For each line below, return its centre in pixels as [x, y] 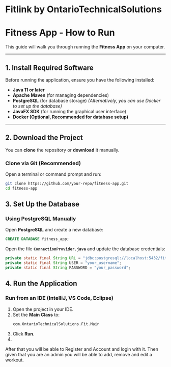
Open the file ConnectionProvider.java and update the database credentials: [85, 249]
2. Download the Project [44, 138]
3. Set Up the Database [42, 204]
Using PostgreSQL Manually [41, 219]
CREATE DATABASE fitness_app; [37, 239]
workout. [15, 360]
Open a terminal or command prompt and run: [53, 174]
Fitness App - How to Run [60, 33]
